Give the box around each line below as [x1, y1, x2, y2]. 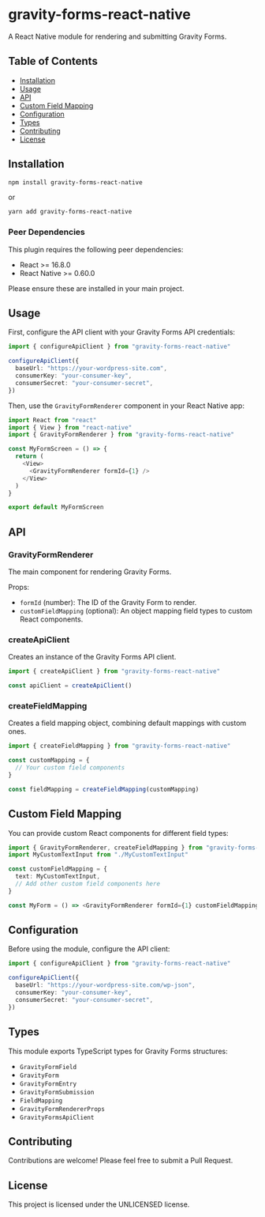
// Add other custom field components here [15, 880, 160, 888]
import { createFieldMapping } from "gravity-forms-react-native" [8, 742, 231, 750]
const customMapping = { [8, 757, 90, 765]
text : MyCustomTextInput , [15, 872, 101, 881]
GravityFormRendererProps [19, 1105, 105, 1113]
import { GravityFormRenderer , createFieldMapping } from [8, 844, 203, 852]
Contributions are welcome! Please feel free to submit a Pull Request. [8, 1156, 233, 1166]
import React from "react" [8, 416, 97, 424]
